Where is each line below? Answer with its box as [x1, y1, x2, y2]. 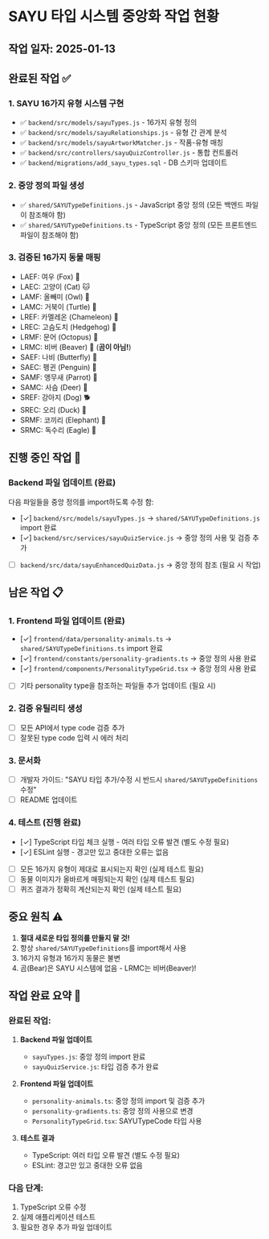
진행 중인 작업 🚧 [8, 451, 82, 465]
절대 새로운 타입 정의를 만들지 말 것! [19, 932, 130, 942]
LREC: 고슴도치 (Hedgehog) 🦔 [19, 322, 117, 331]
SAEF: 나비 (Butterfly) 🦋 [19, 352, 98, 362]
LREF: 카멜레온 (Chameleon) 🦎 [19, 311, 119, 322]
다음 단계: [8, 1183, 44, 1194]
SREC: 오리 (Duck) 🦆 [19, 405, 87, 414]
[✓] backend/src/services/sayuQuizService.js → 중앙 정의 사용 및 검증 [19, 533, 251, 542]
